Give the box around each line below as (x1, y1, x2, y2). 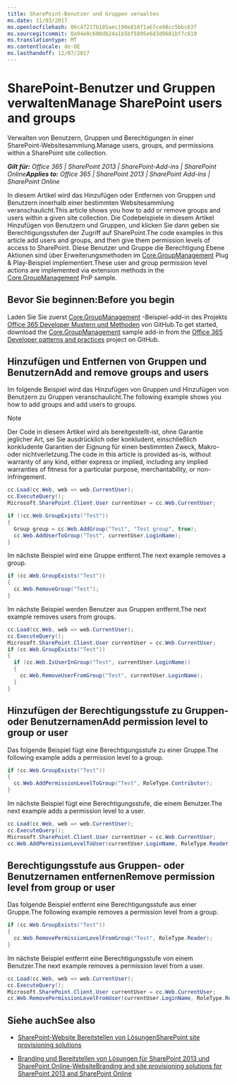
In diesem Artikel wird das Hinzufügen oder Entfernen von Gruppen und (7, 191, 216, 199)
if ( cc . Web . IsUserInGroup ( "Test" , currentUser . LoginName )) (13, 659, 191, 666)
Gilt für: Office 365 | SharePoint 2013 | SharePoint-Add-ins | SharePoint (7, 162, 217, 170)
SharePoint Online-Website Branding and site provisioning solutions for (17, 1062, 222, 1071)
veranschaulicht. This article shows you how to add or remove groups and (7, 206, 221, 214)
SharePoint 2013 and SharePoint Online (17, 1069, 132, 1078)
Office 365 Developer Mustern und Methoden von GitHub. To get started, (7, 320, 219, 328)
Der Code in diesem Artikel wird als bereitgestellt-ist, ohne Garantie (7, 428, 203, 436)
